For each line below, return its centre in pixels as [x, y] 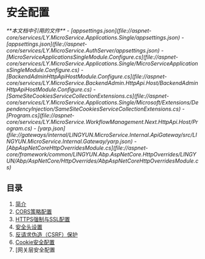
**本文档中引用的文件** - [38, 31]
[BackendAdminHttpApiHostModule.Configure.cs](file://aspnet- [87, 76]
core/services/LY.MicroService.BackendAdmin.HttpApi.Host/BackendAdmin [102, 82]
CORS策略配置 [33, 211]
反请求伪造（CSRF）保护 [47, 234]
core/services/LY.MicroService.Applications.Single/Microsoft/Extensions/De [102, 102]
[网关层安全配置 [35, 250]
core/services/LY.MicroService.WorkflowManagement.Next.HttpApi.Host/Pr [102, 122]
